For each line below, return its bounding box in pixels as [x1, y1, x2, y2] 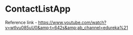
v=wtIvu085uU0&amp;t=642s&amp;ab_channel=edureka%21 [5, 24, 128, 30]
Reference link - [5, 19, 38, 25]
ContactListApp [5, 3, 71, 15]
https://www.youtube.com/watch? [38, 19, 107, 25]
